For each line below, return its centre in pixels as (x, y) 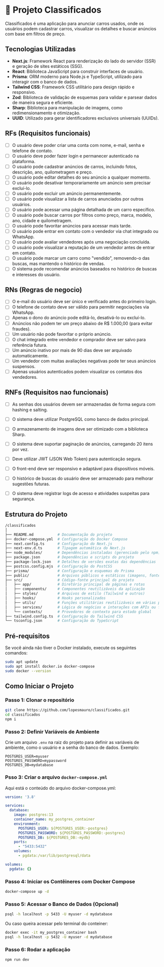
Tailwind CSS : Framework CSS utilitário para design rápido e (73, 87)
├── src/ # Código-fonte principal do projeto (70, 580)
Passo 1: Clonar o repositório (40, 700)
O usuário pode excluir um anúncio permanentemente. (67, 193)
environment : (27, 824)
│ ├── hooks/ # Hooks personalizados (55, 598)
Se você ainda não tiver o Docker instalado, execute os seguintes (71, 648)
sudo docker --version (28, 671)
